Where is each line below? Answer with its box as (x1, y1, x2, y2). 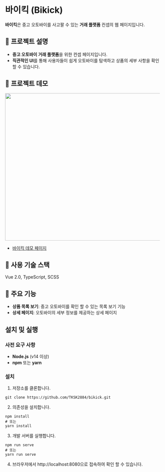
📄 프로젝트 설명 (5, 37, 48, 46)
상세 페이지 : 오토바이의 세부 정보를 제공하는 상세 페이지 (12, 310, 117, 316)
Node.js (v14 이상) (12, 353, 49, 359)
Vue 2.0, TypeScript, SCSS (5, 274, 59, 280)
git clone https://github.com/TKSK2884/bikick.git (5, 395, 111, 400)
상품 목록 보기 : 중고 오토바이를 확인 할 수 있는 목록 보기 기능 (12, 304, 126, 309)
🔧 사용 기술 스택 (5, 261, 50, 269)
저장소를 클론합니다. (12, 385, 51, 391)
